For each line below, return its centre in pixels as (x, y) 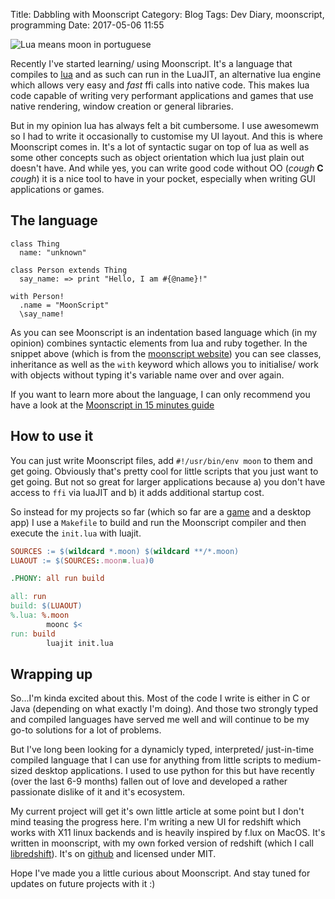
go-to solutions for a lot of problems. (86, 730)
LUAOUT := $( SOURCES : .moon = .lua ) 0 (82, 560)
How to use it (52, 436)
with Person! (37, 296)
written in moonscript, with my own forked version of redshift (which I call (162, 843)
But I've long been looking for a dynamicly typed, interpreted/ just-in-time (162, 750)
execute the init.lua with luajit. (76, 533)
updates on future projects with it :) (83, 884)
